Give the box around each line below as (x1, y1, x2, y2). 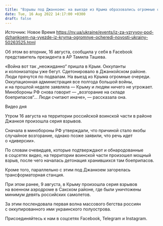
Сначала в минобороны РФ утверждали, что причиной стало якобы (5, 128, 146, 134)
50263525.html (5, 40, 36, 45)
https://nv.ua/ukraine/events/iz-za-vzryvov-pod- (56, 30, 154, 35)
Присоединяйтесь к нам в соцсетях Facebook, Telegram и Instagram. (5, 216, 147, 222)
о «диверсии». (5, 138, 35, 144)
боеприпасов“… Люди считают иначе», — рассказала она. (5, 94, 127, 100)
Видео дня (5, 104, 27, 109)
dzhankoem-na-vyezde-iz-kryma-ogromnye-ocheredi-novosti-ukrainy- (5, 34, 148, 40)
